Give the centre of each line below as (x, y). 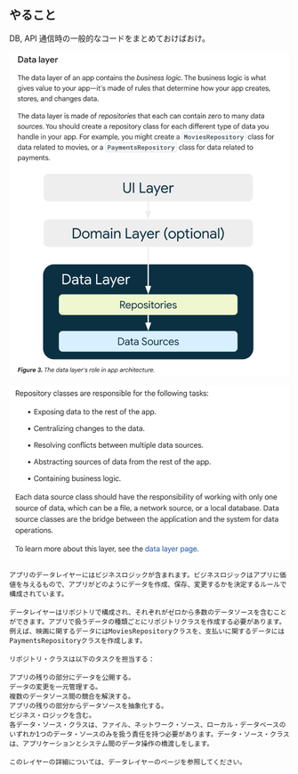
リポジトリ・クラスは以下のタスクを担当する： (82, 659)
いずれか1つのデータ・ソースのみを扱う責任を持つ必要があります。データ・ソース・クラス (149, 734)
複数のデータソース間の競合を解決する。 (72, 697)
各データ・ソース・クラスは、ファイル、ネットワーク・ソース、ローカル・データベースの (148, 725)
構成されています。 (39, 594)
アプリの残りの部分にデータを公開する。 (72, 677)
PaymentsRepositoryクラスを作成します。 (78, 640)
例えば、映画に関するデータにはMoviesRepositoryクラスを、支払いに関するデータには (147, 631)
